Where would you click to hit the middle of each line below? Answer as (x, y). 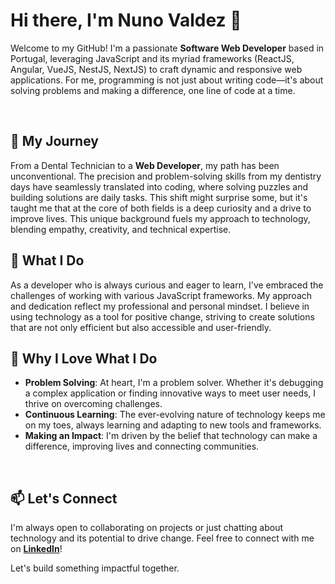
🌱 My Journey (54, 141)
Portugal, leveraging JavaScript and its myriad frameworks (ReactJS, (152, 58)
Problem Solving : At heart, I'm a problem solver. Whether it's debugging (174, 383)
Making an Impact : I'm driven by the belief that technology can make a (171, 436)
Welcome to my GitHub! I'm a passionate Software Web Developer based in (167, 48)
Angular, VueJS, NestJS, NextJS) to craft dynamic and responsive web (156, 69)
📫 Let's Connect (64, 498)
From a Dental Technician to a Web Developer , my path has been (145, 165)
